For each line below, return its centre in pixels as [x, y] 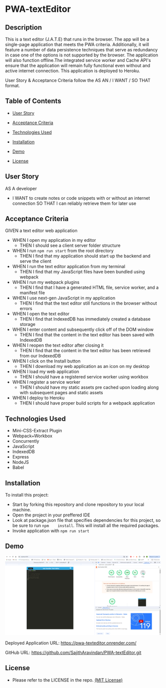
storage [27, 324]
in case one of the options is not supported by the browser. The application [82, 55]
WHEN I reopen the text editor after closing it [58, 345]
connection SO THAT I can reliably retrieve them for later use [74, 203]
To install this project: [27, 495]
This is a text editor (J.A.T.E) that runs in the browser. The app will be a [77, 39]
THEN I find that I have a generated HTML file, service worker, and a [89, 287]
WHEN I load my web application [46, 371]
